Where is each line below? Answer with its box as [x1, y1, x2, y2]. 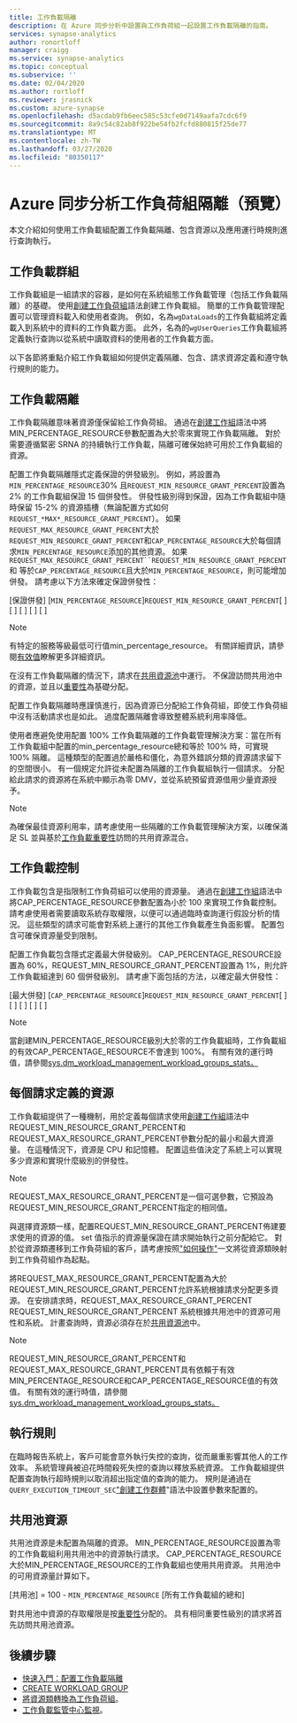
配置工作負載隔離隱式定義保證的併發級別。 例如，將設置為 [9, 469, 221, 480]
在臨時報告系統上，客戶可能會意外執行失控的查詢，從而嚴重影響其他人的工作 [9, 1450, 288, 1461]
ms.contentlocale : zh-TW [9, 136, 101, 145]
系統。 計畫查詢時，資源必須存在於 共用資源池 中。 [24, 1317, 205, 1327]
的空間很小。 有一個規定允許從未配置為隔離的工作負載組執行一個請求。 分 [9, 763, 277, 774]
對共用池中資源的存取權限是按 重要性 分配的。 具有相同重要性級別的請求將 [9, 1608, 275, 1619]
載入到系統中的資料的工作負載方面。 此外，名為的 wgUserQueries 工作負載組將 [9, 322, 288, 333]
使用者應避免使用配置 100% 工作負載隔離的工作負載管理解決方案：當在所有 [9, 730, 282, 741]
